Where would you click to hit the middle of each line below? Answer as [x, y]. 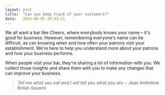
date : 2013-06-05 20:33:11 [35, 19]
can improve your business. [33, 73]
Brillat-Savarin [32, 88]
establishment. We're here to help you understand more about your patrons [82, 48]
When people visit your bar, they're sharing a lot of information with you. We [83, 63]
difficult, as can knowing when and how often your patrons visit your [75, 43]
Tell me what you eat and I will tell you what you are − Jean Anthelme [88, 83]
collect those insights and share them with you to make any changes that [79, 68]
